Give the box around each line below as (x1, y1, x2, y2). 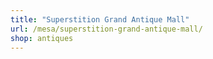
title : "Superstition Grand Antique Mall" (10, 14, 190, 25)
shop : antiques (10, 33, 74, 43)
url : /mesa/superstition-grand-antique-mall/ (10, 24, 203, 34)
